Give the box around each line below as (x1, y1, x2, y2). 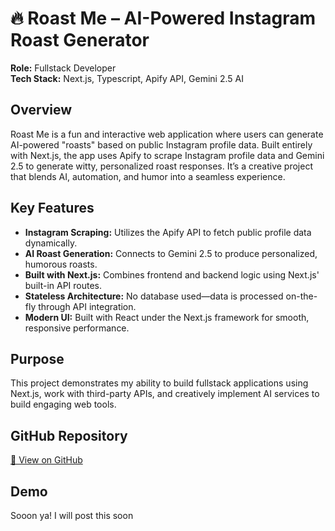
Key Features (10, 200, 95, 217)
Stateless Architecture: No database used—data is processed (24, 290, 284, 302)
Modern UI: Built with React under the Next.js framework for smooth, (24, 311, 310, 323)
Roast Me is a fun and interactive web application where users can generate (10, 128, 324, 140)
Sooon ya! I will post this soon (10, 510, 134, 521)
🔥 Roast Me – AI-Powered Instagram (10, 7, 317, 30)
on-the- (285, 290, 318, 302)
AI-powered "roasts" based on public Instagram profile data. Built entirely (10, 138, 313, 151)
